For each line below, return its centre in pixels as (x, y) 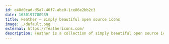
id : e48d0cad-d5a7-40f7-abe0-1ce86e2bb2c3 (50, 10)
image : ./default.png (28, 24)
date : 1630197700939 (27, 15)
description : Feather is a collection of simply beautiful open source (82, 33)
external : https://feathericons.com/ (45, 29)
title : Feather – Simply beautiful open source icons (63, 19)
